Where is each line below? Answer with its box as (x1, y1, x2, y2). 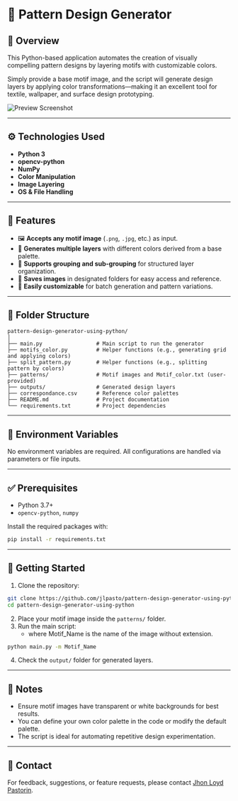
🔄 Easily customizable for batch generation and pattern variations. (17, 282, 213, 290)
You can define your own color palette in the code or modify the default (17, 717, 227, 726)
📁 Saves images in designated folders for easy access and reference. (17, 274, 222, 283)
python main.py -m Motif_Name (7, 643, 97, 650)
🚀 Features (7, 214, 56, 227)
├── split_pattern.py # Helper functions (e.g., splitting (7, 359, 208, 366)
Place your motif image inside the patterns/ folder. (17, 614, 166, 623)
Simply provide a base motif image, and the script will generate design (7, 75, 213, 83)
